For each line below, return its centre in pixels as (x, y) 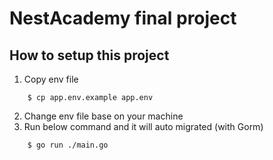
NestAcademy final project (123, 18)
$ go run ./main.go (68, 145)
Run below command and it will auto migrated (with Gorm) (143, 126)
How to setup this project (89, 55)
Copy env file (51, 79)
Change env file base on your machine (103, 116)
